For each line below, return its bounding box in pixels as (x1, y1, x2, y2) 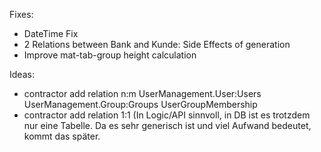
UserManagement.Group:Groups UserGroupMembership (23, 99, 258, 110)
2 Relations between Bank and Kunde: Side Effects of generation (23, 39, 291, 50)
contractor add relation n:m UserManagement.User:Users (23, 88, 262, 99)
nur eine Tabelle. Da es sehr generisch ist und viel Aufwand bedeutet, (23, 120, 312, 131)
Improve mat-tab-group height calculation (23, 49, 197, 61)
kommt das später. (23, 130, 101, 142)
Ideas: (9, 69, 35, 80)
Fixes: (9, 9, 34, 20)
